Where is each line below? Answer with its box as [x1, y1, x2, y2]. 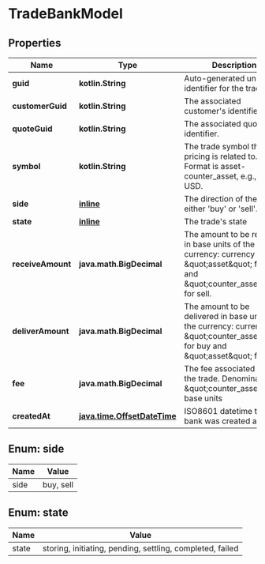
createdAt [12, 411, 51, 421]
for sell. [184, 288, 212, 299]
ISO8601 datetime [184, 406, 253, 416]
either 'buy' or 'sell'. [184, 203, 258, 214]
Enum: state [8, 506, 69, 520]
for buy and [184, 340, 227, 352]
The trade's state [184, 216, 248, 227]
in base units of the [184, 239, 255, 250]
